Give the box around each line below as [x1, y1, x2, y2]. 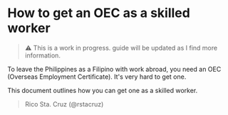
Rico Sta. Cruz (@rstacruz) [24, 99, 104, 108]
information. [24, 51, 61, 60]
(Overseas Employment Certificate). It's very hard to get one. [7, 72, 187, 81]
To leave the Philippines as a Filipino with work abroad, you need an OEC [7, 65, 222, 73]
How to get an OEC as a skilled [7, 5, 190, 21]
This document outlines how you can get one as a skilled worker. [7, 86, 198, 94]
